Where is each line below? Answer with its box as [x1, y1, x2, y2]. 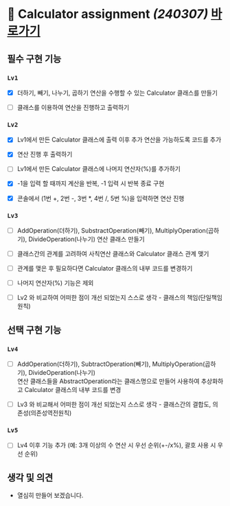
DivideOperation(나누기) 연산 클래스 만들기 [28, 235, 146, 243]
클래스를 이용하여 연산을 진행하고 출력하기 [16, 103, 130, 111]
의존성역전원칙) [30, 409, 72, 417]
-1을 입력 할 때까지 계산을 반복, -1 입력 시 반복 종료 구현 [16, 179, 165, 187]
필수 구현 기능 [7, 53, 62, 65]
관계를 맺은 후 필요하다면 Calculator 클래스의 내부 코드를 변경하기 [16, 264, 193, 273]
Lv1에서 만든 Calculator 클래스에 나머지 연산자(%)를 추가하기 [16, 165, 181, 173]
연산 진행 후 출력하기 [16, 150, 73, 159]
